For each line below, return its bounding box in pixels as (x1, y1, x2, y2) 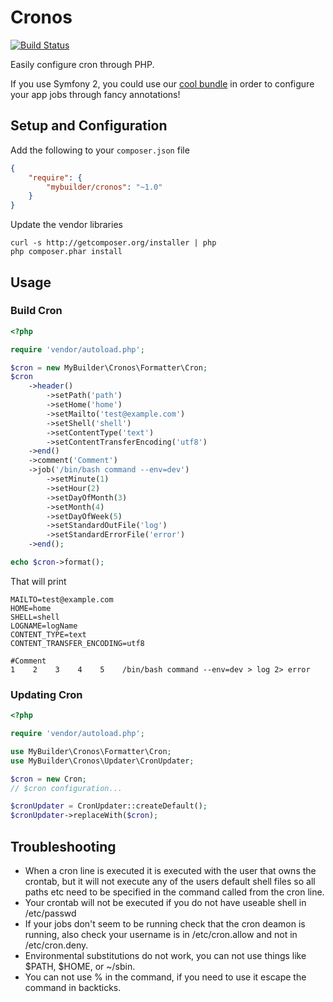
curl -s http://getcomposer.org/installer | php (10, 238, 217, 248)
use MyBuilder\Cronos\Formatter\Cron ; (10, 746, 172, 756)
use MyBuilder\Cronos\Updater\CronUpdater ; (10, 756, 195, 766)
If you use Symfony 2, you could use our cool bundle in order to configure (10, 77, 315, 90)
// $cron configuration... (10, 783, 123, 793)
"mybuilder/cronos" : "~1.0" (46, 182, 163, 192)
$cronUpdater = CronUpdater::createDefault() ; (10, 801, 208, 811)
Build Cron (10, 304, 63, 318)
